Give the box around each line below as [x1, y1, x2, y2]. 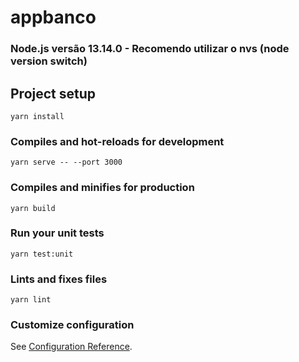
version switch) [10, 54, 88, 68]
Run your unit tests [10, 226, 105, 240]
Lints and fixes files [10, 272, 108, 286]
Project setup [10, 85, 97, 102]
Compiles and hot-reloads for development [10, 134, 225, 148]
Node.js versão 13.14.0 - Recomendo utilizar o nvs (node [10, 42, 290, 56]
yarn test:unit [10, 249, 74, 259]
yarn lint [10, 295, 52, 305]
